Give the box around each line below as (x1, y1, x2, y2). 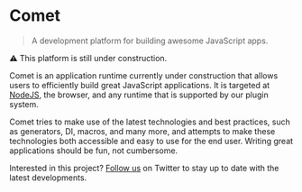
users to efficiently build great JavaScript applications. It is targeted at (9, 79, 270, 90)
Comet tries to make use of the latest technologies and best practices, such (9, 116, 291, 127)
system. (9, 98, 39, 109)
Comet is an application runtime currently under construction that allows (9, 69, 279, 81)
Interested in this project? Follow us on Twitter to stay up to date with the (9, 162, 279, 173)
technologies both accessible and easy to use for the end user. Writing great (9, 135, 294, 146)
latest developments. (9, 172, 87, 183)
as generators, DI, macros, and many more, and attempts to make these (9, 125, 276, 136)
